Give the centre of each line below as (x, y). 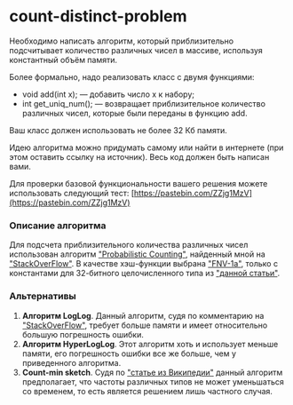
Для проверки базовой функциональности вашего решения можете (139, 183)
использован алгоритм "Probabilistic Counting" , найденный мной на (138, 254)
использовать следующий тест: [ (72, 193)
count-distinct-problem (98, 16)
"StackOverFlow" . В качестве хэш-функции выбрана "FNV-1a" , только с (143, 264)
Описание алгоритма (58, 226)
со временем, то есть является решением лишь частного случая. (147, 391)
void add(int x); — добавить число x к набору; (108, 94)
